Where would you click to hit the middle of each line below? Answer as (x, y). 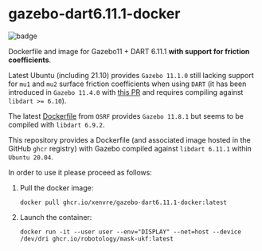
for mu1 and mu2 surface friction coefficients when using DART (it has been (127, 84)
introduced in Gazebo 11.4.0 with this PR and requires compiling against (126, 92)
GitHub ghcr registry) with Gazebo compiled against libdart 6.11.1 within (130, 148)
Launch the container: (56, 217)
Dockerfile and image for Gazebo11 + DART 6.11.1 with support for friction (129, 51)
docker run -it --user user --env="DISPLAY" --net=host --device (130, 232)
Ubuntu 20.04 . (31, 157)
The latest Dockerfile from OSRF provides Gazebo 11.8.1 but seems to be (126, 116)
